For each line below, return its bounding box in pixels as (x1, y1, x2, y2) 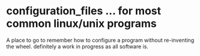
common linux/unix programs (6, 17, 157, 30)
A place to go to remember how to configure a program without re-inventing (6, 36, 195, 43)
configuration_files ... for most (6, 4, 161, 18)
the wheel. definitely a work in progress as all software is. (6, 43, 149, 50)
